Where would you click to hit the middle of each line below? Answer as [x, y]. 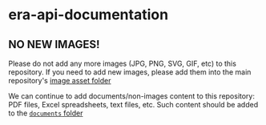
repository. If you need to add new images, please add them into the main [130, 72]
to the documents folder [46, 113]
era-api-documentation [89, 15]
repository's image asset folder [60, 81]
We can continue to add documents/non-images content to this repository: [131, 96]
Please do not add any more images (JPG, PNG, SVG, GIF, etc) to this [122, 63]
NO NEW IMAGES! [54, 44]
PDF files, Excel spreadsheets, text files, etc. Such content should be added [133, 105]
